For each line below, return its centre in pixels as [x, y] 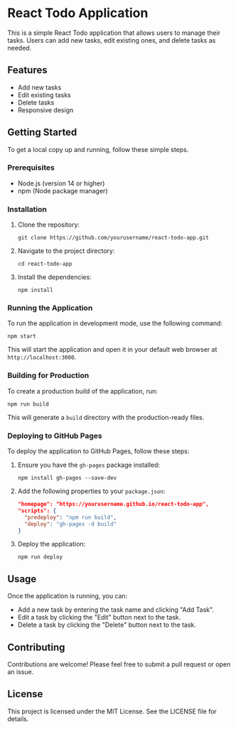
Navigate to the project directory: [66, 251]
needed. [20, 48]
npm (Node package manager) [63, 190]
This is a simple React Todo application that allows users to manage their [114, 33]
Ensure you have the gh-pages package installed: [89, 465]
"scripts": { [37, 511]
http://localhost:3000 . [42, 357]
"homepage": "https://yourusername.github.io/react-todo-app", [113, 504]
